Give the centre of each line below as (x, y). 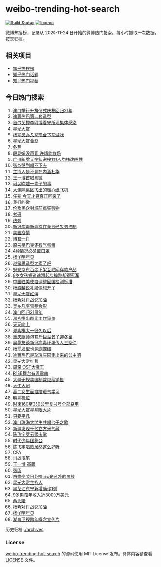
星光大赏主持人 (27, 482)
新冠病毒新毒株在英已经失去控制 (45, 227)
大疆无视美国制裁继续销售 (38, 379)
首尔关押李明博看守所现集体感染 (45, 122)
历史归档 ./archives (25, 529)
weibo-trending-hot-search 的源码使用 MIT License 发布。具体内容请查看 (79, 553)
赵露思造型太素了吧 (32, 263)
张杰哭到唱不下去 (30, 165)
